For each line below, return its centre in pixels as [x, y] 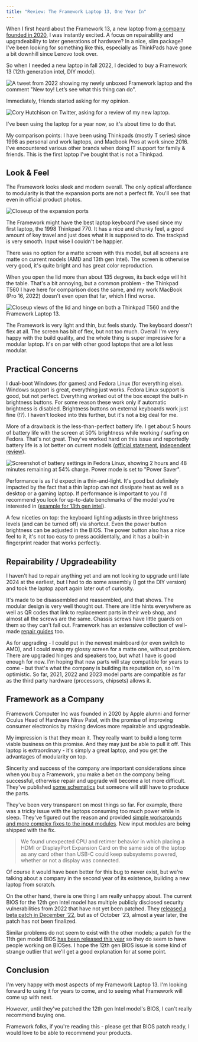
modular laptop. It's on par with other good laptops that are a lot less [90, 344]
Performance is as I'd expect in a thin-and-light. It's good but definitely [92, 481]
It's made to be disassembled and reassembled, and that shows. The [90, 600]
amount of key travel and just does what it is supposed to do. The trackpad [98, 235]
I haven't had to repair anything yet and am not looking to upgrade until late [98, 576]
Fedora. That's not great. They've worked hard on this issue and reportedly [98, 439]
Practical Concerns [42, 369]
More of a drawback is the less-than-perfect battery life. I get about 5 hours [98, 426]
